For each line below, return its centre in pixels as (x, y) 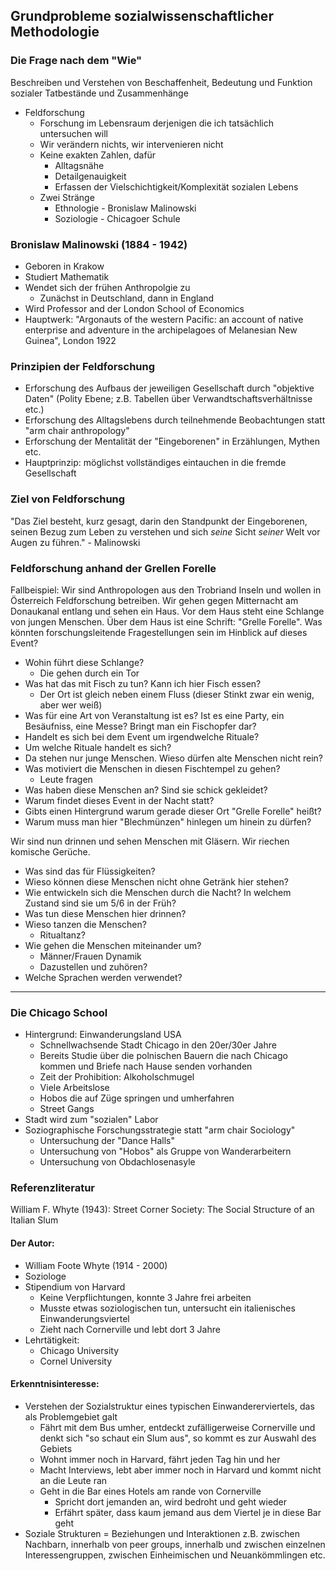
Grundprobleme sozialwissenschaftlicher (142, 16)
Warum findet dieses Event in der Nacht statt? (119, 800)
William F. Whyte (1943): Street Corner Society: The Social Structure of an (162, 1210)
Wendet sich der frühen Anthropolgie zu (107, 287)
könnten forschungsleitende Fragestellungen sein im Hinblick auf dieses (159, 632)
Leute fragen (66, 779)
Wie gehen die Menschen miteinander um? (113, 945)
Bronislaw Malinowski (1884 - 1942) (99, 244)
